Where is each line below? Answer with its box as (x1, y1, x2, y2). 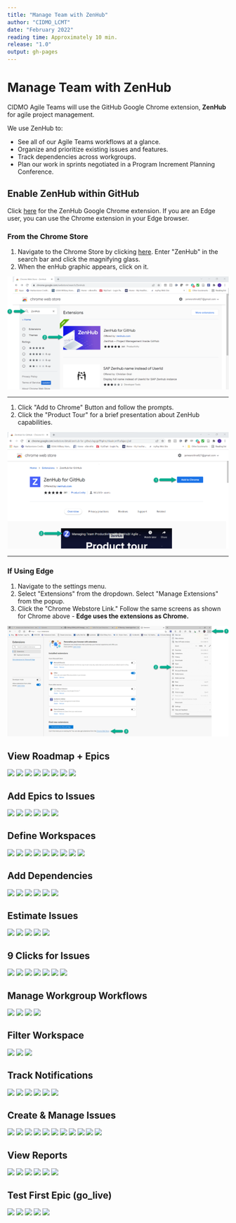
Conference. (17, 167, 54, 176)
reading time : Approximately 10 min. (7, 34, 118, 41)
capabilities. (17, 418, 53, 427)
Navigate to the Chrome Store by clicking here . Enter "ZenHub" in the (17, 248, 218, 256)
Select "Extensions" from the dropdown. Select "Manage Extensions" (17, 589, 219, 598)
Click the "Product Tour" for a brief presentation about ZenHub (17, 411, 200, 419)
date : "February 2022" (7, 26, 74, 33)
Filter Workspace (7, 1030, 84, 1042)
